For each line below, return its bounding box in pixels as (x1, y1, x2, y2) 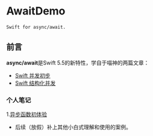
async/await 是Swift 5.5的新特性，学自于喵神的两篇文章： (6, 59, 149, 66)
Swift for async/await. (6, 24, 66, 30)
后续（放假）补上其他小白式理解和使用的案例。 (14, 123, 131, 131)
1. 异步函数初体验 (6, 111, 47, 118)
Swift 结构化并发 (14, 79, 56, 87)
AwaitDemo (6, 4, 66, 18)
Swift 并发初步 (14, 72, 51, 79)
